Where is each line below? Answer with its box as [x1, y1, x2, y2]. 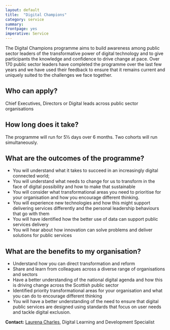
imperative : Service [5, 31, 49, 36]
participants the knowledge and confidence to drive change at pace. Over [5, 56, 160, 62]
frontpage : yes [5, 26, 38, 32]
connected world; [12, 173, 50, 179]
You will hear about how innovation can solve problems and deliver [12, 227, 153, 233]
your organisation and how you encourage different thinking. [12, 194, 140, 201]
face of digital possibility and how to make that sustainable [12, 184, 135, 190]
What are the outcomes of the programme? [5, 154, 145, 163]
